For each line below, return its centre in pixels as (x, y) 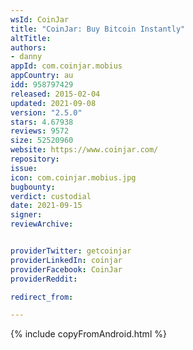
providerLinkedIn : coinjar (66, 260)
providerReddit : (44, 279)
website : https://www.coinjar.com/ (84, 150)
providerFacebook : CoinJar (66, 269)
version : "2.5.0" (46, 112)
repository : (35, 159)
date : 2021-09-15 (46, 206)
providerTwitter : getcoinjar (71, 251)
